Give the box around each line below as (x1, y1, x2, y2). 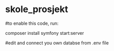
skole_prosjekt (5, 4, 68, 15)
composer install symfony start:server (5, 30, 84, 36)
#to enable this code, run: (5, 20, 59, 26)
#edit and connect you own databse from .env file (5, 39, 109, 46)
